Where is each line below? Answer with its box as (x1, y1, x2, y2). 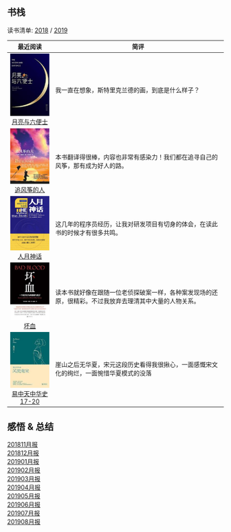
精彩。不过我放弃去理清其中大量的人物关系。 (73, 296, 201, 304)
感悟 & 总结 (7, 421, 54, 433)
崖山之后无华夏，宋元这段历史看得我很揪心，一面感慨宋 (55, 360, 212, 369)
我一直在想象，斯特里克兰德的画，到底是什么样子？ (55, 85, 201, 94)
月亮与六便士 (11, 118, 48, 126)
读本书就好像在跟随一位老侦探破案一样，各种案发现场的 (55, 288, 212, 296)
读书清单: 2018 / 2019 (7, 26, 68, 34)
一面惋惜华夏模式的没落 (85, 369, 153, 377)
